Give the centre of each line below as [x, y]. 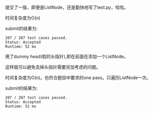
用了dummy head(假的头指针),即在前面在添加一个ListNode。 [67, 56]
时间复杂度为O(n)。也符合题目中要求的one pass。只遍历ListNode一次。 [78, 78]
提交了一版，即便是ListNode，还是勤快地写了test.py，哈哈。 [67, 7]
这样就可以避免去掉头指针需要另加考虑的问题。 [53, 67]
